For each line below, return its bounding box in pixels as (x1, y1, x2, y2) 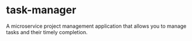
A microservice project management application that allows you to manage (6, 23, 187, 29)
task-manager (6, 3, 77, 17)
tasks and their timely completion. (6, 28, 88, 35)
